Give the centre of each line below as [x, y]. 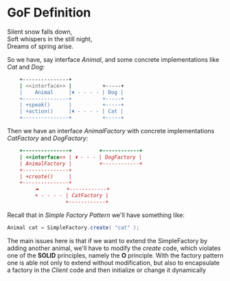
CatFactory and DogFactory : [48, 138]
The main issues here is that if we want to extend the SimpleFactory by [107, 240]
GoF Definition [49, 13]
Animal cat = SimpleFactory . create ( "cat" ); [73, 227]
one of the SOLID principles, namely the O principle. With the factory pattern [115, 255]
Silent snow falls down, [40, 32]
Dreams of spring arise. [41, 46]
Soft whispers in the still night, [50, 38]
